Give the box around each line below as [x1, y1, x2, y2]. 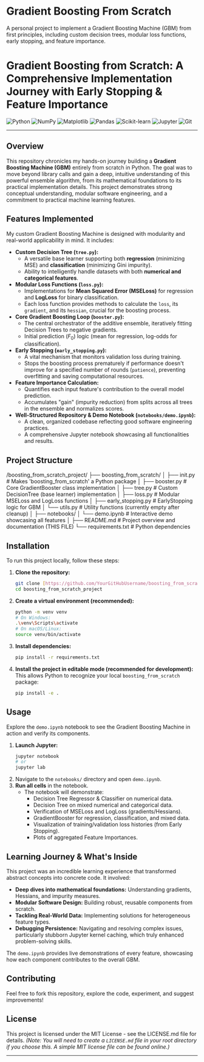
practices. [24, 425, 50, 432]
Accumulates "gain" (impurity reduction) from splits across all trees [24, 398, 193, 406]
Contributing [6, 974, 56, 984]
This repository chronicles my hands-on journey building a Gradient [6, 157, 177, 165]
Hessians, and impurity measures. [15, 893, 101, 900]
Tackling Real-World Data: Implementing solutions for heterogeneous [15, 912, 191, 919]
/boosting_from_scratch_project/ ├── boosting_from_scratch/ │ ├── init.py [6, 471, 195, 479]
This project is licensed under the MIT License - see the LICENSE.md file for [6, 1030, 197, 1037]
